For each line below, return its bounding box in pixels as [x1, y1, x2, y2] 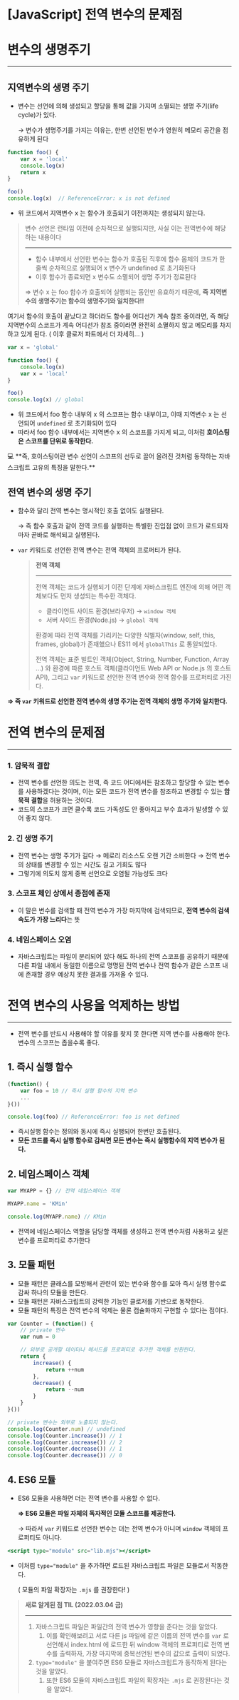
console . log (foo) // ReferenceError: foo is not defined [7, 1113, 180, 1121]
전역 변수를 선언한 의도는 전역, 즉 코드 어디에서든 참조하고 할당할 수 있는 [17, 778, 217, 787]
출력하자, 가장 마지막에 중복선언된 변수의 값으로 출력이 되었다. [59, 1649, 230, 1657]
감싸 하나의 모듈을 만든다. [17, 1288, 89, 1297]
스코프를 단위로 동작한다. [24, 437, 94, 446]
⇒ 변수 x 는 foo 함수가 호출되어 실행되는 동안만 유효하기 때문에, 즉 [24, 288, 208, 296]
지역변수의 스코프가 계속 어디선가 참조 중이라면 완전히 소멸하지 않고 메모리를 [7, 321, 218, 329]
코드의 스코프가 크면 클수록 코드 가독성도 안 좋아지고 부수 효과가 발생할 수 [17, 805, 221, 814]
